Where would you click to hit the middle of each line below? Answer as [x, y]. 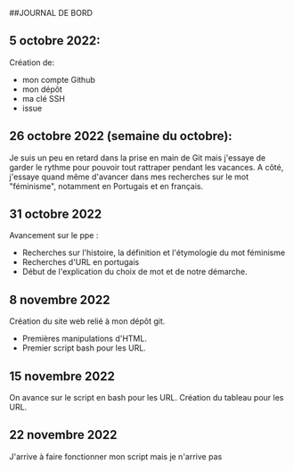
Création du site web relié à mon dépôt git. [87, 321]
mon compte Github [58, 79]
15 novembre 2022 [62, 376]
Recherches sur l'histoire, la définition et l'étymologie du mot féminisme [154, 252]
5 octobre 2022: [55, 41]
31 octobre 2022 [56, 215]
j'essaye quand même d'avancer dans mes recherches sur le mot [129, 177]
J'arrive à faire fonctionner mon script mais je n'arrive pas [116, 456]
